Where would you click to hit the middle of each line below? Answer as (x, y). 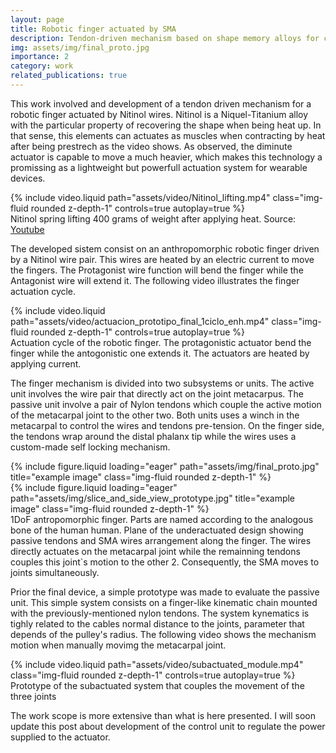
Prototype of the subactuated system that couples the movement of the (157, 685)
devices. (28, 178)
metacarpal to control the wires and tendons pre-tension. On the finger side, (167, 425)
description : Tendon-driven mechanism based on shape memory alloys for (165, 38)
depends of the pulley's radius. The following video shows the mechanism (163, 634)
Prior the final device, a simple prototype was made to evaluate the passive (165, 592)
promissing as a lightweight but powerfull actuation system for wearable (159, 167)
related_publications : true (69, 76)
